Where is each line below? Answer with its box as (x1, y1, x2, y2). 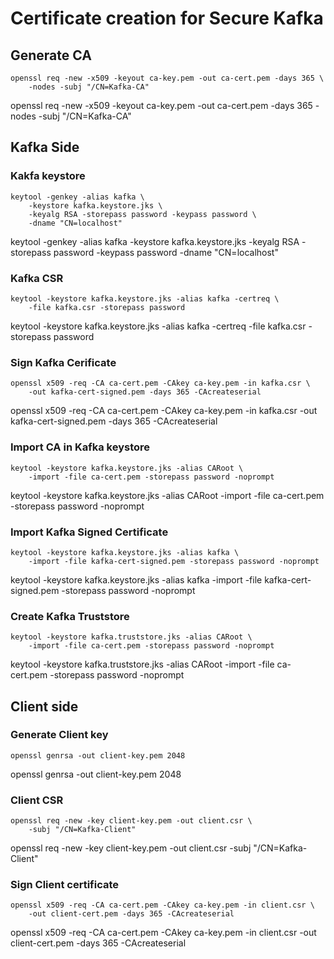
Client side (10, 698, 79, 715)
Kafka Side (10, 139, 80, 156)
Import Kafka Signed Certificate (10, 525, 169, 539)
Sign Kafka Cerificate (10, 355, 117, 369)
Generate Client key (10, 728, 109, 742)
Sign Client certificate (10, 878, 120, 892)
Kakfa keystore (10, 169, 86, 183)
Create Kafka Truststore (10, 609, 130, 623)
